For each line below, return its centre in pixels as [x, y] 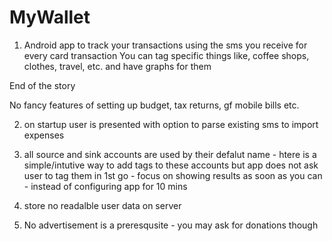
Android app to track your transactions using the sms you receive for [165, 45]
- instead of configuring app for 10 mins [105, 186]
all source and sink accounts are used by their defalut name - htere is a [170, 154]
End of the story [42, 85]
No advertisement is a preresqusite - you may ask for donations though [171, 225]
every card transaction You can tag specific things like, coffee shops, [166, 55]
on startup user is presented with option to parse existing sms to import [171, 124]
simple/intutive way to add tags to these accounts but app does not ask [171, 165]
